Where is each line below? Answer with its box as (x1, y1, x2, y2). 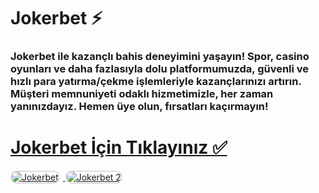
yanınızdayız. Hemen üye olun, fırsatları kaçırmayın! (10, 100, 269, 114)
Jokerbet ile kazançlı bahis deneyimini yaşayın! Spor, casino (10, 50, 310, 64)
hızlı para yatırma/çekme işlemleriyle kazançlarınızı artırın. (10, 75, 302, 89)
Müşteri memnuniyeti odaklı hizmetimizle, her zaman (10, 87, 274, 101)
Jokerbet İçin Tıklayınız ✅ (10, 136, 228, 159)
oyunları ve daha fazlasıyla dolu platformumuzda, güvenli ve (10, 62, 310, 76)
